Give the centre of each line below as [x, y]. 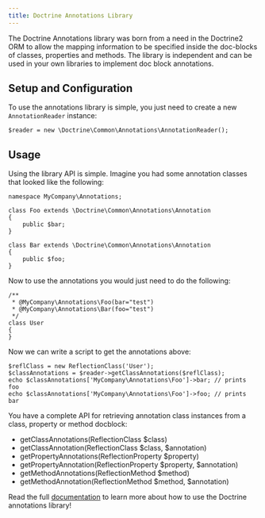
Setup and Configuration [71, 88]
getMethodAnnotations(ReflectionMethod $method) [105, 474]
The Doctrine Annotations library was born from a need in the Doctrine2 [126, 38]
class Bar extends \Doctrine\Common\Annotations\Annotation [110, 246]
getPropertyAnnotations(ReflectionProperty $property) [109, 456]
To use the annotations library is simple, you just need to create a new [123, 107]
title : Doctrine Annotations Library [71, 15]
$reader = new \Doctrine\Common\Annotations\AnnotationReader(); [118, 130]
